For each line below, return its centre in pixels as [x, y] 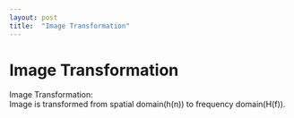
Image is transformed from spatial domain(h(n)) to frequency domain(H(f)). [147, 105]
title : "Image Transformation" [69, 26]
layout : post [34, 17]
